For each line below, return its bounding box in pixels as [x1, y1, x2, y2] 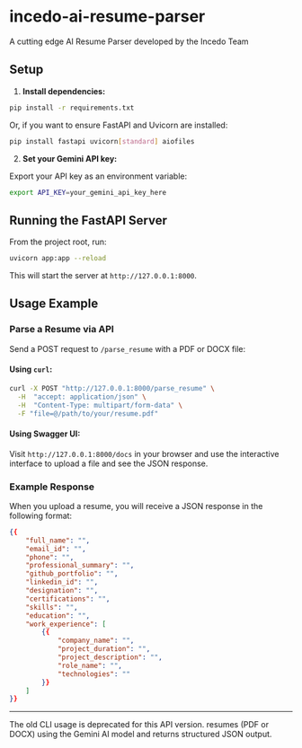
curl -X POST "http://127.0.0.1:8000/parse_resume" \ [9, 383, 216, 392]
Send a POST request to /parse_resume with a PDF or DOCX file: [9, 343, 246, 354]
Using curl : [9, 364, 53, 374]
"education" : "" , [25, 611, 91, 620]
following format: [9, 510, 73, 521]
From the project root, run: [9, 236, 107, 248]
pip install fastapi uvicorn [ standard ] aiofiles [9, 136, 195, 145]
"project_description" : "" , [57, 653, 164, 662]
